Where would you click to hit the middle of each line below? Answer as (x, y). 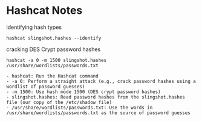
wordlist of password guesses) (46, 87)
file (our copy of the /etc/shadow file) (59, 102)
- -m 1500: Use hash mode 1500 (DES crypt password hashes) (84, 92)
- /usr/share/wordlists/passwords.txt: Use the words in (80, 108)
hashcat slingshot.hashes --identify (54, 38)
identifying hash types (34, 27)
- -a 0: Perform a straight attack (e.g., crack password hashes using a (101, 81)
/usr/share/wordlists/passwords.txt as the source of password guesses (98, 113)
